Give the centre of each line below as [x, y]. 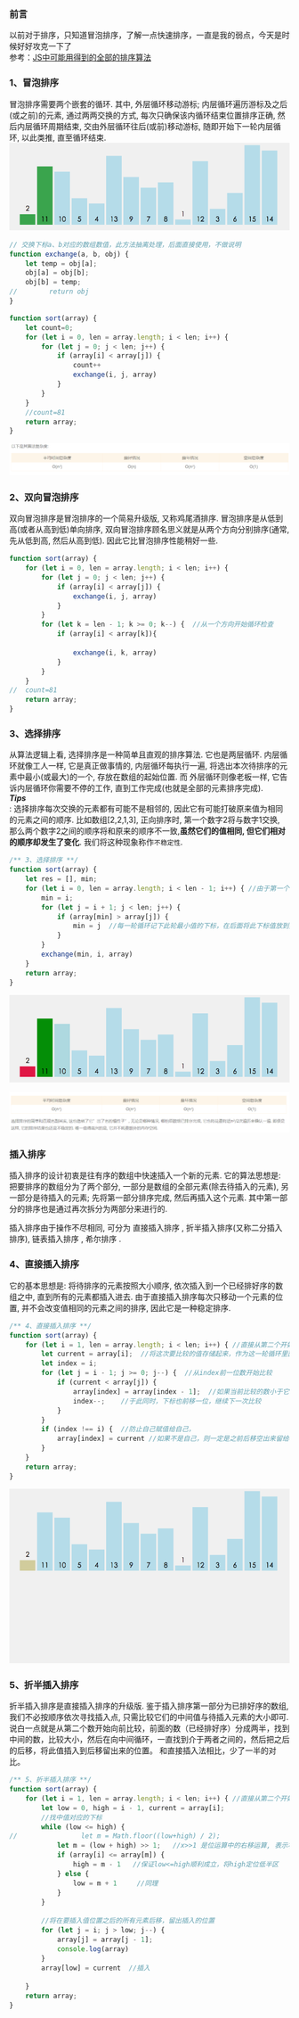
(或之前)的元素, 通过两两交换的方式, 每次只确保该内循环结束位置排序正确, [142, 115]
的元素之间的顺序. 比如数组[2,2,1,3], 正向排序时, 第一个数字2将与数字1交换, [145, 820]
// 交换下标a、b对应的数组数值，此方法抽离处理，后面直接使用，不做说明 [125, 244]
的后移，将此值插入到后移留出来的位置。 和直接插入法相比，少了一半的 [139, 1750]
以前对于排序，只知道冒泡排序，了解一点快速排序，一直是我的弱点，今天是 [145, 35]
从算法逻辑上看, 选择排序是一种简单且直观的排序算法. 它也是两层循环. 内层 [145, 754]
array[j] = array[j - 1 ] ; [105, 1940]
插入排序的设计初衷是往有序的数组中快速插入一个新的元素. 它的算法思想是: [145, 1175]
